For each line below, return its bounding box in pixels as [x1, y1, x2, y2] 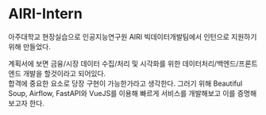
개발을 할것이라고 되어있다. [22, 68, 106, 78]
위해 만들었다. [8, 41, 52, 52]
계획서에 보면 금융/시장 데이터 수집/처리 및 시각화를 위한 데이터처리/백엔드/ [8, 59, 239, 68]
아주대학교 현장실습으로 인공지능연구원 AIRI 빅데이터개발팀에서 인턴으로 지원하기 [8, 32, 257, 41]
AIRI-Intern [8, 5, 83, 23]
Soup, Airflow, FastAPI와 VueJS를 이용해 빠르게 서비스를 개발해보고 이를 [8, 88, 236, 98]
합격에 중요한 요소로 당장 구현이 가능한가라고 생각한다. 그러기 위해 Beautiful [8, 79, 243, 88]
